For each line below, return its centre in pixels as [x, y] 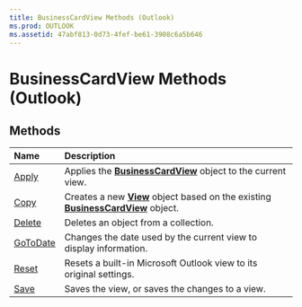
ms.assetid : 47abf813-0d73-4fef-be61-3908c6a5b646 [106, 34]
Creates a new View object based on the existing [168, 197]
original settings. [99, 275]
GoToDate [35, 243]
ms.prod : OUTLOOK [42, 26]
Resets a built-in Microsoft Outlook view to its [161, 263]
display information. [106, 249]
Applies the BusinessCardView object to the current [175, 171]
